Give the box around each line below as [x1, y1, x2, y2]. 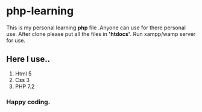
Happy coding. [6, 98, 51, 106]
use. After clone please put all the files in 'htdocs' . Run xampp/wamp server [6, 30, 196, 37]
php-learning [6, 4, 74, 18]
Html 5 [14, 70, 32, 77]
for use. [6, 37, 26, 44]
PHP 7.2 [14, 83, 35, 90]
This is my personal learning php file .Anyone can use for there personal [6, 24, 186, 31]
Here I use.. [6, 54, 50, 64]
